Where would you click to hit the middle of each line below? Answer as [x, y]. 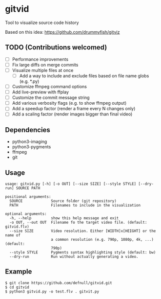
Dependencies [28, 130]
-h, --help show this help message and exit [64, 218]
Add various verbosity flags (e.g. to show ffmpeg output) [69, 103]
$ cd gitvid [17, 287]
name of [13, 235]
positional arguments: [28, 197]
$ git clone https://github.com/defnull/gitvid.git [59, 283]
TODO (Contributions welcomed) [56, 47]
